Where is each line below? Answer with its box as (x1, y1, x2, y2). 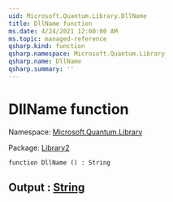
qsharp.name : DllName (8, 58, 82, 66)
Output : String (8, 181, 85, 195)
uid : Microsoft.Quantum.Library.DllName (8, 11, 148, 20)
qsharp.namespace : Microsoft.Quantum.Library (8, 50, 165, 58)
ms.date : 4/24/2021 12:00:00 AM (8, 27, 118, 35)
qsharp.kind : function (8, 42, 85, 50)
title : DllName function (8, 20, 93, 28)
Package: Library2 (8, 143, 70, 152)
